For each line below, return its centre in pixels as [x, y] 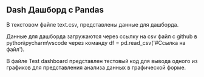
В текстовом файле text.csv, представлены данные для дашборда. [93, 24]
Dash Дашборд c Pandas [55, 10]
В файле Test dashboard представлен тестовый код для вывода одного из [102, 61]
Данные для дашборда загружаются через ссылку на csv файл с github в [102, 36]
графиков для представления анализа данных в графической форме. [96, 67]
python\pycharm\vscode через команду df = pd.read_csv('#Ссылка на [96, 42]
